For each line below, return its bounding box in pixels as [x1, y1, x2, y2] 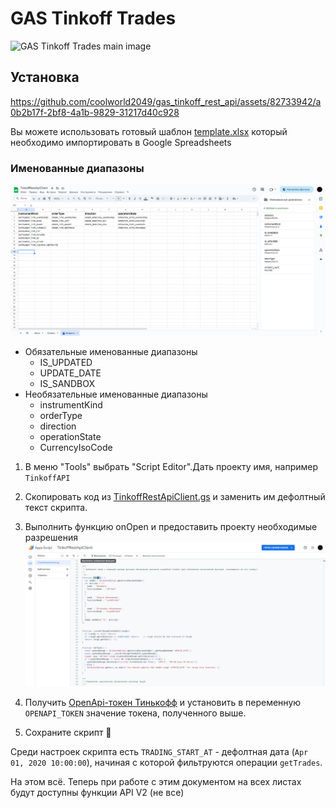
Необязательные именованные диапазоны [24, 388, 208, 400]
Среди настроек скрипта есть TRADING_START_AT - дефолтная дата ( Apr [10, 746, 309, 758]
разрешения [24, 531, 78, 543]
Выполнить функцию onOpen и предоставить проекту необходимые [24, 520, 318, 532]
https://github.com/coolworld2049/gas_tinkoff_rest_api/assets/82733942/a [10, 95, 322, 107]
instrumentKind [39, 398, 103, 411]
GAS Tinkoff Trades [10, 7, 177, 30]
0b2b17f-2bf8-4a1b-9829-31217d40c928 [10, 106, 180, 118]
